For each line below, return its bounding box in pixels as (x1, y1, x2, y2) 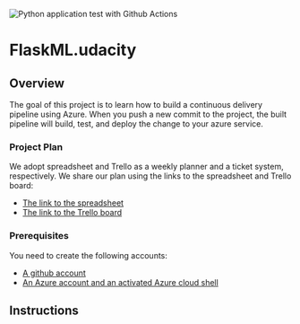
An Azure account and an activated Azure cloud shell (21, 276, 219, 287)
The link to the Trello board (21, 207, 123, 218)
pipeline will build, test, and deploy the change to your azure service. (9, 118, 264, 129)
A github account (21, 267, 87, 278)
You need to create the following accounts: (9, 250, 168, 260)
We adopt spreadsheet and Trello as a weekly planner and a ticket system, (9, 162, 284, 172)
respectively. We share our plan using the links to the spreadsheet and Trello (9, 171, 292, 181)
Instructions (9, 302, 79, 318)
